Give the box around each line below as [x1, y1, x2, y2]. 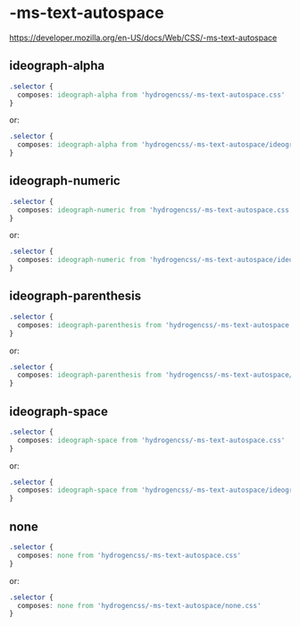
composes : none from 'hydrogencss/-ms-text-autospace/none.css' [17, 601, 262, 610]
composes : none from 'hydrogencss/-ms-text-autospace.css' [17, 551, 242, 560]
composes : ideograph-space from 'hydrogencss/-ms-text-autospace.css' [17, 436, 286, 444]
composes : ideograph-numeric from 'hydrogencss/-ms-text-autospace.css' [17, 205, 294, 215]
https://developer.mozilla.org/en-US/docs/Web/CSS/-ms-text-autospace [9, 32, 278, 43]
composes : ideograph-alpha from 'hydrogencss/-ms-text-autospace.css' [17, 90, 286, 99]
